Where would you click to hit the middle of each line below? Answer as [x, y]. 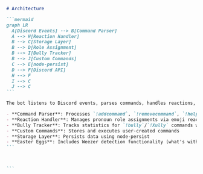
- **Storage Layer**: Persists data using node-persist [78, 136]
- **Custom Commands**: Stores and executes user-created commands [93, 131]
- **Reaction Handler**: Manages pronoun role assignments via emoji [96, 120]
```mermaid [20, 19]
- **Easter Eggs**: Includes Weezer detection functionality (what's [96, 142]
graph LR [17, 25]
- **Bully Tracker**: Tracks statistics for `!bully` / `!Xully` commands [100, 125]
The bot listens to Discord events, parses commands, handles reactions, [101, 103]
